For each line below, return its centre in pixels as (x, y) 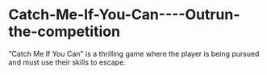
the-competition (65, 32)
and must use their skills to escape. (67, 62)
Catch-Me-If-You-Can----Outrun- (124, 15)
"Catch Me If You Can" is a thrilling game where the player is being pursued (134, 53)
